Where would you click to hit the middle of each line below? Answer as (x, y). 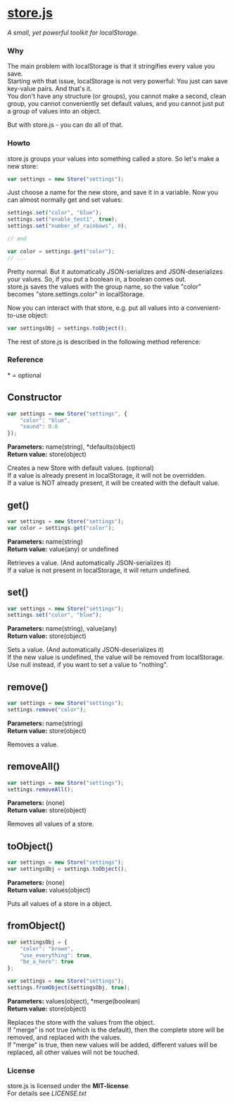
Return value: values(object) (49, 890)
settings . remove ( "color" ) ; (47, 710)
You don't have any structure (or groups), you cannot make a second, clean (117, 96)
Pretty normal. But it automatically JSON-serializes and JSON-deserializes (115, 271)
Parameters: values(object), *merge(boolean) (74, 1001)
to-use (17, 315)
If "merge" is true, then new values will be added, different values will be (113, 1044)
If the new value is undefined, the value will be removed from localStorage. (116, 657)
